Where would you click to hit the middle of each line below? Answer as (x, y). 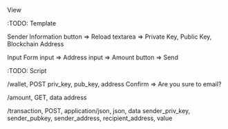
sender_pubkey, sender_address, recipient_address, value (90, 118)
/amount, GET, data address (47, 97)
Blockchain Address (36, 44)
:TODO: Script (27, 71)
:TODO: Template (32, 23)
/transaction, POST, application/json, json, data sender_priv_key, (99, 111)
